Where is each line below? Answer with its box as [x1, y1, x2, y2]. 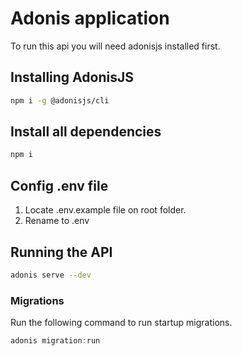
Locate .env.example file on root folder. [24, 204, 187, 216]
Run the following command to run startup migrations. [10, 317, 233, 329]
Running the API [10, 243, 113, 261]
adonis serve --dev [10, 270, 92, 280]
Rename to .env [24, 215, 90, 227]
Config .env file [10, 177, 109, 194]
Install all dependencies [10, 123, 162, 141]
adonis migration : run [10, 336, 101, 346]
